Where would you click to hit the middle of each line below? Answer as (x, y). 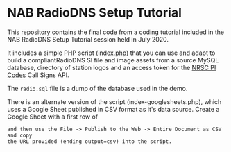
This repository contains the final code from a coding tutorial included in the (115, 32)
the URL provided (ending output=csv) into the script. (89, 141)
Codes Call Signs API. (38, 75)
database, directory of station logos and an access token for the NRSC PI (112, 67)
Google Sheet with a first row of (53, 117)
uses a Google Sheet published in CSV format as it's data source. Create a (113, 109)
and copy (20, 135)
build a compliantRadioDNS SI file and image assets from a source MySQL (113, 60)
